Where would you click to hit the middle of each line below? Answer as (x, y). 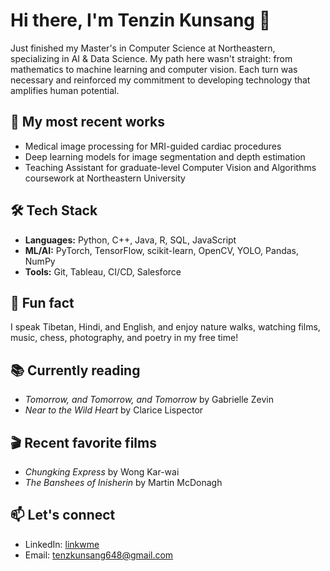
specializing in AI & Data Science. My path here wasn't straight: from (151, 58)
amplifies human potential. (65, 90)
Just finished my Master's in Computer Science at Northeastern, (143, 48)
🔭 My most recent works (88, 122)
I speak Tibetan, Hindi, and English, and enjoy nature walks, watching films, (165, 327)
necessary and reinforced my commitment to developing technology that (160, 80)
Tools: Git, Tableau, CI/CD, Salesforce (103, 271)
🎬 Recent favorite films (83, 442)
